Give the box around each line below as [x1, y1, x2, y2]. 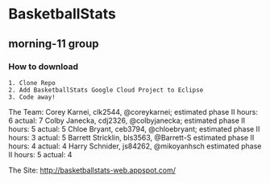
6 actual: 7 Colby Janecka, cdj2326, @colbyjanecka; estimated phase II [8, 116, 246, 125]
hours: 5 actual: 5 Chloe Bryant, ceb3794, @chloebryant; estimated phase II [8, 124, 260, 133]
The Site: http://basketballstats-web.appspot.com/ [8, 165, 176, 175]
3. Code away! [8, 93, 56, 101]
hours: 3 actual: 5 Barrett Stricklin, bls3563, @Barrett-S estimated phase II [8, 132, 255, 142]
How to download [8, 61, 79, 72]
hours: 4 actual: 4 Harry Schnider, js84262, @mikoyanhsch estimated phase [8, 141, 262, 151]
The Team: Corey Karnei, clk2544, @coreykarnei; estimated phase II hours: [8, 107, 259, 116]
